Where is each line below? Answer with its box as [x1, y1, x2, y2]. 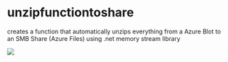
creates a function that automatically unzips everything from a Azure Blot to [7, 27, 221, 35]
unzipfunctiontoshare [7, 5, 134, 20]
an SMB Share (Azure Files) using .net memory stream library [7, 34, 181, 42]
